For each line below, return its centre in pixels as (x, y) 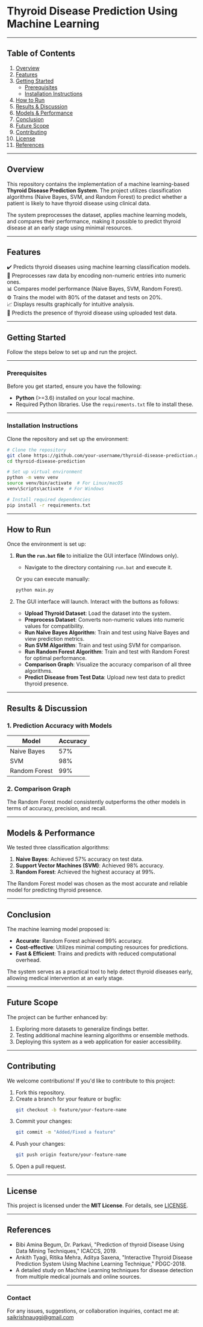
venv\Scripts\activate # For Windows (55, 489)
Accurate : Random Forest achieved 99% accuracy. (79, 940)
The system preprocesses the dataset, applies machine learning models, (97, 214)
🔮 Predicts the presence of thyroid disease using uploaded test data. (92, 313)
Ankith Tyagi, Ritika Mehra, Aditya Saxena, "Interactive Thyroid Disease (104, 1257)
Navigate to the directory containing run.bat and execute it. (98, 567)
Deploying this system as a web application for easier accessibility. (99, 1041)
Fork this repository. (40, 1092)
